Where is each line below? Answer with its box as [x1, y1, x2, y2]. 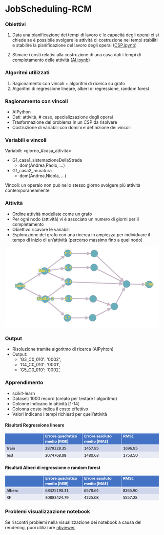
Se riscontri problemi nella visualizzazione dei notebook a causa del [5, 519, 142, 525]
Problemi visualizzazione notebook [5, 508, 90, 515]
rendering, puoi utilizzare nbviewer [5, 524, 75, 530]
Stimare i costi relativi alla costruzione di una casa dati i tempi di [12, 52, 141, 58]
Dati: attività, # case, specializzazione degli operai [12, 114, 113, 120]
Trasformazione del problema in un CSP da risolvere [12, 119, 118, 125]
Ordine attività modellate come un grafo [12, 211, 92, 217]
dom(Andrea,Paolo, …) [19, 162, 65, 168]
